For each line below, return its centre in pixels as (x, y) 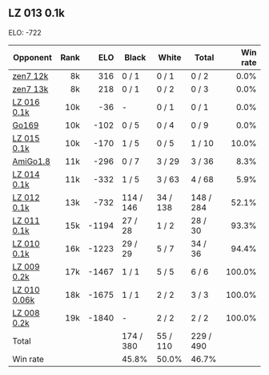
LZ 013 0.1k (37, 13)
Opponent (32, 57)
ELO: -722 (25, 32)
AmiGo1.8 (31, 161)
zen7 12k (30, 75)
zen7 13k (30, 89)
